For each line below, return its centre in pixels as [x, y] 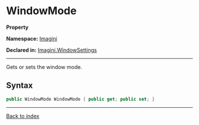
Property [17, 27]
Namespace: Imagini [32, 38]
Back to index [23, 116]
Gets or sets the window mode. [44, 67]
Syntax [20, 86]
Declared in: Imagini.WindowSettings [52, 50]
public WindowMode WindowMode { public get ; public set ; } [81, 99]
